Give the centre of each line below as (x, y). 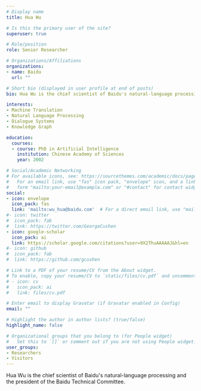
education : (20, 138)
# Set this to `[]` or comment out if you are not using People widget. (101, 341)
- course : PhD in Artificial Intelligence (65, 149)
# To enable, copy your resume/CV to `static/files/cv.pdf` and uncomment (101, 276)
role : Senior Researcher (37, 50)
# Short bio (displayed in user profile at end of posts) (80, 88)
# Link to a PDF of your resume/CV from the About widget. (81, 270)
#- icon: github (26, 249)
